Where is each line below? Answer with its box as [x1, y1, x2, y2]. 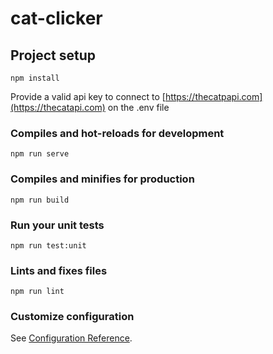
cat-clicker [10, 7, 103, 30]
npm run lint [10, 287, 65, 297]
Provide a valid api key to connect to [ [10, 91, 166, 102]
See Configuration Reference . [10, 332, 133, 344]
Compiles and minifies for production [10, 172, 195, 186]
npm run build [10, 195, 70, 205]
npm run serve [10, 149, 70, 159]
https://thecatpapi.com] [164, 91, 263, 102]
